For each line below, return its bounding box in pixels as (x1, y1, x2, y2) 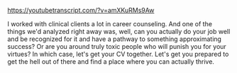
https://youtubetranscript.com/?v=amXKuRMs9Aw (7, 6, 155, 14)
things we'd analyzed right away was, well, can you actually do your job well (7, 28, 231, 35)
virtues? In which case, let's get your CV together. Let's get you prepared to (7, 50, 229, 58)
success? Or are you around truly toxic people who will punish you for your (7, 43, 227, 50)
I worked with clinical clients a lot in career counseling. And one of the (7, 20, 213, 28)
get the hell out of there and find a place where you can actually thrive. (7, 57, 215, 66)
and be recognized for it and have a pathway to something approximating (7, 35, 222, 43)
